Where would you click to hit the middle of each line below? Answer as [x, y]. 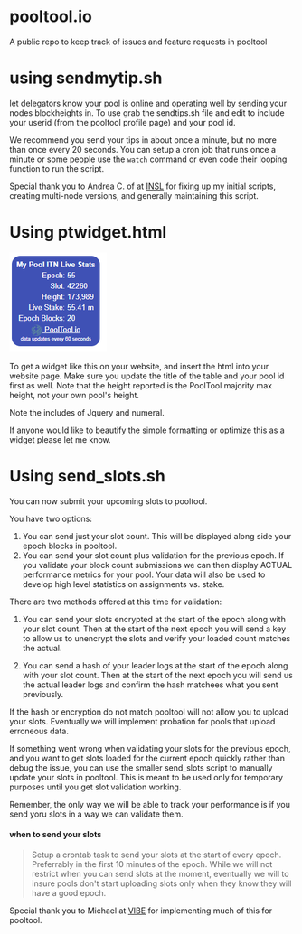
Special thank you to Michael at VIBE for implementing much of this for [141, 911]
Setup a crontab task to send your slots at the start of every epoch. [156, 855]
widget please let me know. [60, 439]
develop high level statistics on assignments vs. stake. [123, 584]
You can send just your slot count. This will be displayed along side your [157, 536]
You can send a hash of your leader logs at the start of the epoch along [155, 665]
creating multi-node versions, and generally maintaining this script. [134, 195]
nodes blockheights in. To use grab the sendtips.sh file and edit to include [147, 112]
